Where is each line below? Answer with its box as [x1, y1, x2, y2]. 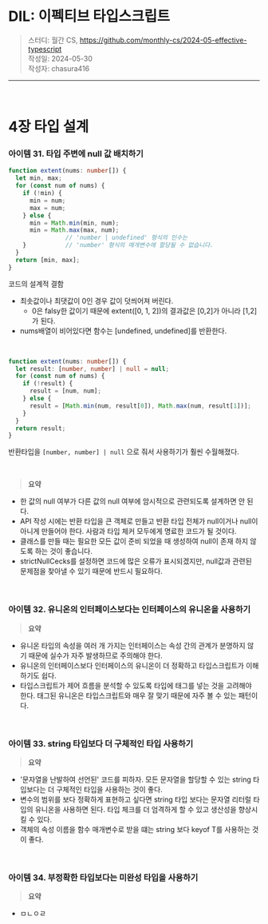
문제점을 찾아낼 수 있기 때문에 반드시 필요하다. [19, 567, 164, 576]
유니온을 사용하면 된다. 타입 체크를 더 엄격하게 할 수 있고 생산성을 [34, 804, 237, 814]
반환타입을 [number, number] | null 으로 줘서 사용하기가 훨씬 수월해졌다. [8, 447, 239, 456]
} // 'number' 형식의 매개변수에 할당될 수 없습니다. [22, 241, 214, 249]
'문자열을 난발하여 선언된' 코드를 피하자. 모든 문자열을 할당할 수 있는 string [19, 775, 251, 784]
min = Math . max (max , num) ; [29, 226, 120, 234]
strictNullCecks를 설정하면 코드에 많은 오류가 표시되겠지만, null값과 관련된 [19, 556, 253, 566]
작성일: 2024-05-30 [27, 54, 93, 63]
